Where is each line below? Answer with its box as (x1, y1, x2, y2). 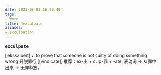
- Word (5, 16, 19, 21)
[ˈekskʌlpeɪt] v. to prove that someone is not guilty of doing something (5, 52, 147, 58)
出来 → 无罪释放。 (5, 65, 42, 70)
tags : (5, 12, 16, 17)
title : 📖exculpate (5, 21, 43, 26)
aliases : (5, 25, 23, 30)
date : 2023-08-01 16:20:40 (5, 7, 61, 12)
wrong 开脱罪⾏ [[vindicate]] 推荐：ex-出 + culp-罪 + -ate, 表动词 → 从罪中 (5, 58, 157, 64)
